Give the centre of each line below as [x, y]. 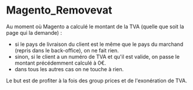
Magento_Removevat [59, 10]
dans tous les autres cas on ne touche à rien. [69, 69]
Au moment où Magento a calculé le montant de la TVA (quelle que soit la [95, 26]
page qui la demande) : [34, 32]
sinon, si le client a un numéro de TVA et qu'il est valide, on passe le [97, 56]
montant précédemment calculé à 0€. [60, 63]
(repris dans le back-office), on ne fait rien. [67, 50]
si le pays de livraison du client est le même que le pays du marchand [99, 44]
